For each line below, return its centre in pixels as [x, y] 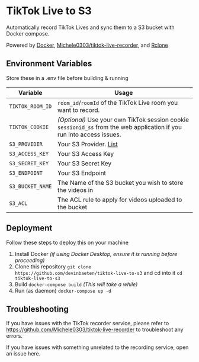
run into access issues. [89, 134]
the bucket [72, 207]
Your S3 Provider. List [87, 144]
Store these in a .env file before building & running [67, 78]
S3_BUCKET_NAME [31, 186]
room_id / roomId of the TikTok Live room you [118, 102]
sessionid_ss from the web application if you [120, 127]
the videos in [75, 190]
